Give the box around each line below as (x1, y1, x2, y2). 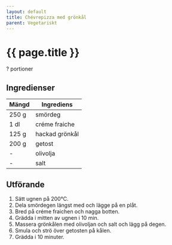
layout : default (6, 8, 47, 15)
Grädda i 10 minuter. (14, 233, 64, 240)
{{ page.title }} (6, 45, 80, 59)
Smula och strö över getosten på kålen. (14, 226, 112, 234)
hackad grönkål (35, 130, 79, 138)
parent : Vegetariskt (6, 20, 58, 26)
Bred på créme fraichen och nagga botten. (14, 207, 120, 215)
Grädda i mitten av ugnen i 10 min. (14, 214, 99, 221)
